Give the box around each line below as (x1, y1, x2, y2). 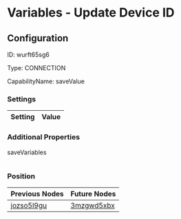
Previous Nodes (10, 189, 64, 198)
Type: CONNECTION (7, 64, 66, 72)
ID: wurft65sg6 (7, 50, 50, 59)
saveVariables (7, 148, 47, 156)
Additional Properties (7, 132, 81, 142)
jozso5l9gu (10, 200, 47, 210)
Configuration (7, 32, 69, 44)
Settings (7, 94, 36, 104)
